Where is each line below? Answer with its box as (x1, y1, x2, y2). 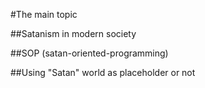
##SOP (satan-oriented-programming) (10, 47, 169, 59)
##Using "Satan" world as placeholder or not (10, 67, 196, 78)
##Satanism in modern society (10, 28, 137, 39)
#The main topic (10, 9, 78, 20)
